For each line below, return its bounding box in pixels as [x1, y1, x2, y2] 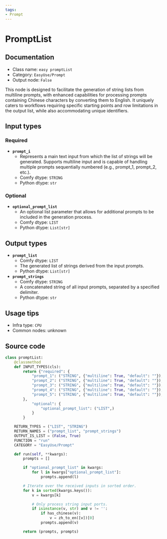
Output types [5, 239, 47, 248]
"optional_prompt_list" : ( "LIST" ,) [40, 406, 114, 411]
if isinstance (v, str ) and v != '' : [31, 506, 108, 511]
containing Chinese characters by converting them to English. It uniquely [5, 97, 154, 103]
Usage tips [5, 309, 39, 317]
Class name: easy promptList [12, 66, 73, 72]
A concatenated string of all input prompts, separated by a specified [19, 284, 160, 290]
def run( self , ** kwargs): [14, 451, 68, 456]
